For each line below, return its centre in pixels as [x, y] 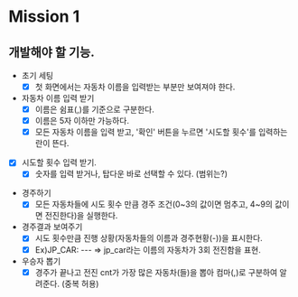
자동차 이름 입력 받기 [58, 98]
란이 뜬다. [52, 144]
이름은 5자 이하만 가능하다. [82, 121]
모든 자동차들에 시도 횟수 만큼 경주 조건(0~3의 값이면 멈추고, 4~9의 [154, 204]
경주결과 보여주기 [52, 227]
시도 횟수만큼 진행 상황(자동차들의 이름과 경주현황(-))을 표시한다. [149, 238]
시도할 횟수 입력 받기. [59, 162]
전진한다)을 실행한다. [81, 216]
